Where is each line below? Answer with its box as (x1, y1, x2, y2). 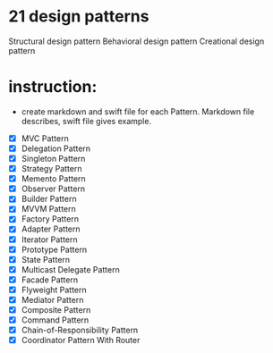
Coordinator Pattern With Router (21, 335, 141, 346)
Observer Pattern (21, 183, 86, 194)
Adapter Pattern (21, 223, 81, 234)
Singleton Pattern (21, 154, 86, 164)
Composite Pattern (21, 304, 91, 315)
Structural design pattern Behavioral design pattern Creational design (8, 36, 265, 46)
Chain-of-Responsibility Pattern (21, 324, 139, 336)
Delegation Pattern (21, 143, 91, 154)
